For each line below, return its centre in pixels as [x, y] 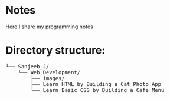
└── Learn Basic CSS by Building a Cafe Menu [97, 90]
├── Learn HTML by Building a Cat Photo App [96, 84]
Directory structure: [55, 50]
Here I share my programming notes [50, 27]
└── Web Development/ [49, 72]
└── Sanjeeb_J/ [27, 66]
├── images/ [48, 78]
